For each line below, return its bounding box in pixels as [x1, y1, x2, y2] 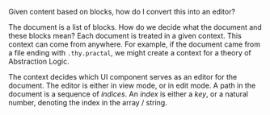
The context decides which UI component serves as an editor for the [8, 72, 238, 81]
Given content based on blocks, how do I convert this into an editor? [8, 7, 236, 16]
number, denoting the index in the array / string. [8, 98, 167, 107]
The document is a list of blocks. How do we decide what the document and [8, 23, 263, 31]
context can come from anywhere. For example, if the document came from [8, 39, 261, 49]
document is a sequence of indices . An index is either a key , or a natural [8, 89, 249, 99]
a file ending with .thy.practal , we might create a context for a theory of [8, 48, 252, 57]
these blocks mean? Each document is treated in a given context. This [8, 31, 243, 40]
